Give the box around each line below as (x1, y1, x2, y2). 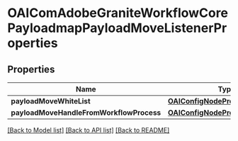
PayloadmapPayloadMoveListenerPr (7, 20, 227, 36)
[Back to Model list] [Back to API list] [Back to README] (7, 126, 170, 134)
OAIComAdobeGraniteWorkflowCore (7, 5, 229, 21)
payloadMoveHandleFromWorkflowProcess (11, 108, 161, 118)
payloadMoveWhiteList (11, 96, 91, 106)
